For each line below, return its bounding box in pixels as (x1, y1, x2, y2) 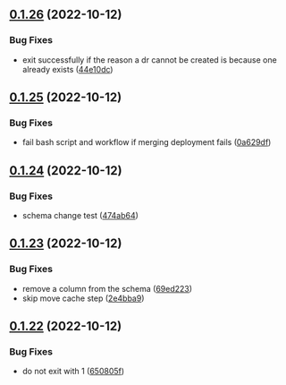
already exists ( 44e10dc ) (21, 64, 114, 74)
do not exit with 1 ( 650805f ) (21, 366, 125, 377)
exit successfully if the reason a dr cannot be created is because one (21, 54, 277, 65)
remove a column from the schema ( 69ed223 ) (21, 283, 193, 294)
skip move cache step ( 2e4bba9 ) (21, 293, 145, 304)
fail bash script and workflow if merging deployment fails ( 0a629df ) (21, 137, 272, 148)
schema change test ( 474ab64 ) (21, 210, 139, 221)
